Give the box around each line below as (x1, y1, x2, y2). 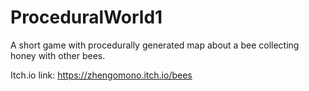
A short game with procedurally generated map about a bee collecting (10, 39, 300, 51)
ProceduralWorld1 (10, 6, 163, 29)
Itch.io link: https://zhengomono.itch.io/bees (10, 69, 193, 81)
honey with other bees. (10, 49, 106, 61)
